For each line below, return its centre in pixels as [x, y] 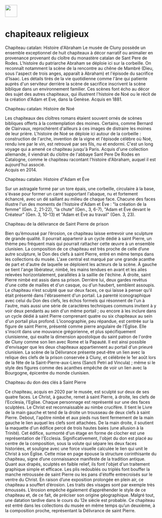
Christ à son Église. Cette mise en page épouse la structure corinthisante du [81, 454]
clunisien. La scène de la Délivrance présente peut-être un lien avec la [75, 352]
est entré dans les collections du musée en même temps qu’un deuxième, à [80, 505]
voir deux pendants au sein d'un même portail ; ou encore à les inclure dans [81, 311]
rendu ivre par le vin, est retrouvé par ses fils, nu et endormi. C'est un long [79, 144]
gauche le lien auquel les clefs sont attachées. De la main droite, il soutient [79, 423]
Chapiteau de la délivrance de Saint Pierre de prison [57, 224]
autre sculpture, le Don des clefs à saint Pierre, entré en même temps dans [80, 254]
